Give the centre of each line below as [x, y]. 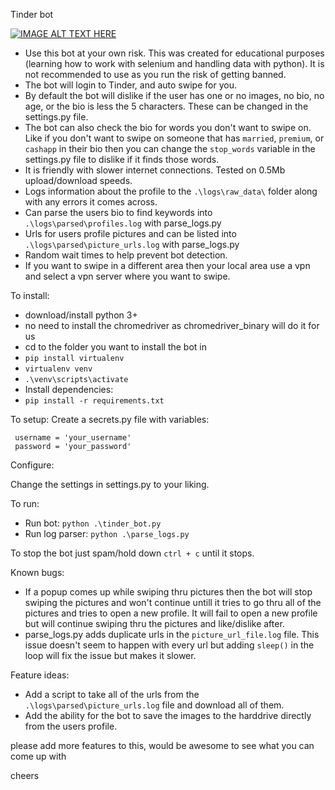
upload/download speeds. [78, 180]
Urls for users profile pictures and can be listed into [130, 233]
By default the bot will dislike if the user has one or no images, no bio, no [174, 95]
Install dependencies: [69, 389]
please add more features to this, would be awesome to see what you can [162, 745]
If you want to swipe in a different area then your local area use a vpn [167, 265]
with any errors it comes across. [91, 202]
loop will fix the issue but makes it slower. [110, 655]
